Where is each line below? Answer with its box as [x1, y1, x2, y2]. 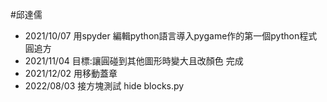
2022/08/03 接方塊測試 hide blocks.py [24, 80, 185, 92]
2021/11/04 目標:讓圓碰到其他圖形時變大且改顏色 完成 [24, 55, 244, 67]
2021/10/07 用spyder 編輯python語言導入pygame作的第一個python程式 [24, 30, 318, 42]
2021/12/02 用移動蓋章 [24, 68, 118, 79]
